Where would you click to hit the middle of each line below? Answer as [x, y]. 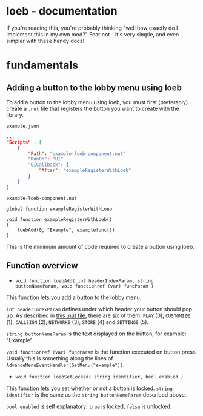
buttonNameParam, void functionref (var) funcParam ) [84, 286]
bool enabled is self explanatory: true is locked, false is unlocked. [89, 406]
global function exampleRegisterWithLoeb [59, 209]
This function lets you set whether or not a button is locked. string [89, 388]
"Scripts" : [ [24, 142]
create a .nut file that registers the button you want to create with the [93, 108]
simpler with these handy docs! [45, 41]
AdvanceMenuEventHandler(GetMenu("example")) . [65, 365]
